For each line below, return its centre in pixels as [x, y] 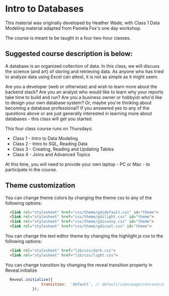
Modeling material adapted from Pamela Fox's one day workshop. [73, 28]
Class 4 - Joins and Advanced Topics [51, 154]
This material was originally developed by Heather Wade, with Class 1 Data [82, 23]
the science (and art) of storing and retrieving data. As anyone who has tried [84, 71]
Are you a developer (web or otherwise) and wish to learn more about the [81, 86]
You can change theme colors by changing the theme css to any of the [78, 198]
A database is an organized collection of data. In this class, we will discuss [82, 66]
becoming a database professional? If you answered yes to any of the [77, 108]
